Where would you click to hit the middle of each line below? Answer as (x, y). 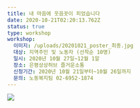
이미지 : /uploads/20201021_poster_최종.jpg (73, 46)
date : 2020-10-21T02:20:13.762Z (54, 20)
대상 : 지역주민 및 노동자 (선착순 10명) (62, 53)
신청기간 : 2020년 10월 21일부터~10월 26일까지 (72, 71)
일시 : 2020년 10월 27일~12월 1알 (56, 59)
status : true (26, 26)
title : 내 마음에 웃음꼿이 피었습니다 (54, 13)
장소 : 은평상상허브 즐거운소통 (49, 65)
